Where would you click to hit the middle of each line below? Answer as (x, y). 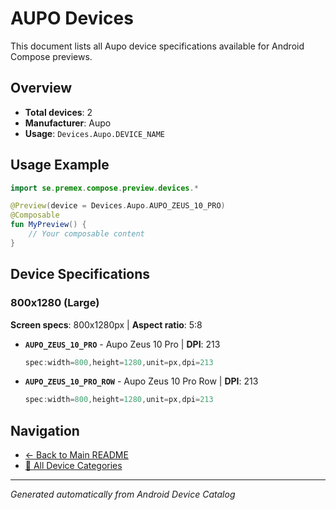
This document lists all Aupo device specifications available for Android (157, 46)
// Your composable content (86, 234)
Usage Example (60, 165)
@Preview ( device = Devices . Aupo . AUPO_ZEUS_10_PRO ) (118, 206)
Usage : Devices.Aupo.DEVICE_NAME (94, 133)
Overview (41, 88)
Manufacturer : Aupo (68, 123)
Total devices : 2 (58, 112)
